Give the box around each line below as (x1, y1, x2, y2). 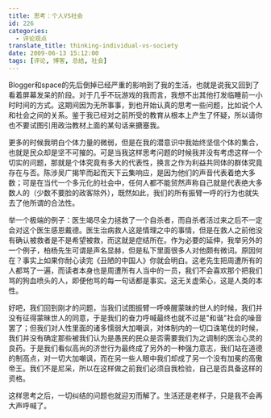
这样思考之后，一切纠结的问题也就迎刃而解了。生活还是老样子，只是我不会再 (8, 391, 263, 400)
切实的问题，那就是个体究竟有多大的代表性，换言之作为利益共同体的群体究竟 (8, 157, 263, 167)
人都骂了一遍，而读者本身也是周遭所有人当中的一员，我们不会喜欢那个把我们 (8, 265, 263, 275)
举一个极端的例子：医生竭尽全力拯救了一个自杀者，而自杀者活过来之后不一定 (8, 215, 263, 224)
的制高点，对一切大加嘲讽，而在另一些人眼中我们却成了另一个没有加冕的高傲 (8, 353, 263, 363)
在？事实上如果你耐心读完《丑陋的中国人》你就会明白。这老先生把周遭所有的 (8, 255, 263, 265)
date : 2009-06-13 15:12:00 (8, 49, 99, 57)
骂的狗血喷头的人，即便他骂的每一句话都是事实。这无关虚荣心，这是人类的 (8, 275, 256, 285)
